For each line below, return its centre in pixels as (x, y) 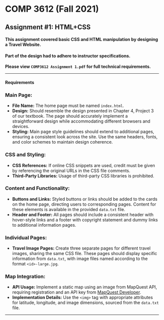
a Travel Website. (23, 44)
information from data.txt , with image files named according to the (80, 259)
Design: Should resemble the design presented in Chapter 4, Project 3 (83, 111)
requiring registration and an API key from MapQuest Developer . (77, 292)
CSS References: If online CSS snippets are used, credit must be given (83, 165)
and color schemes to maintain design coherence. (62, 142)
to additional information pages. (44, 225)
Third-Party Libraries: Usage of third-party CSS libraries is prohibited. (83, 176)
